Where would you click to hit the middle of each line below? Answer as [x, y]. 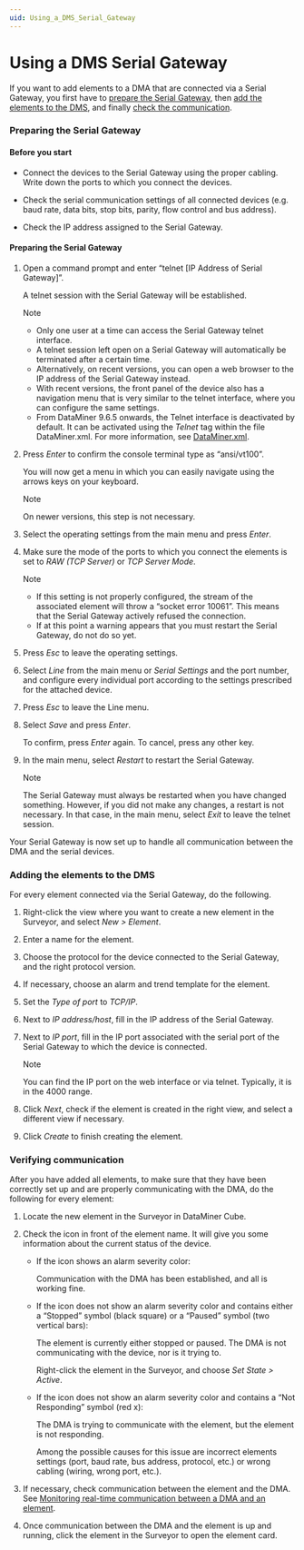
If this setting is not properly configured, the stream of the [145, 597]
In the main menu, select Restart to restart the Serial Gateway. [138, 760]
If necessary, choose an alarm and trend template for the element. [146, 984]
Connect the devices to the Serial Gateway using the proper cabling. [150, 173]
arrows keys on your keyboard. [80, 481]
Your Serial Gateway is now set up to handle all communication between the [151, 842]
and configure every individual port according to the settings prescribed [157, 680]
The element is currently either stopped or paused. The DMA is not [161, 1343]
